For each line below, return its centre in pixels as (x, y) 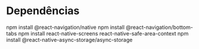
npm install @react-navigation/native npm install (66, 27)
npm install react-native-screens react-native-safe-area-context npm (103, 33)
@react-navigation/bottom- (160, 27)
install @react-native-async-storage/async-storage (69, 40)
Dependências (43, 11)
